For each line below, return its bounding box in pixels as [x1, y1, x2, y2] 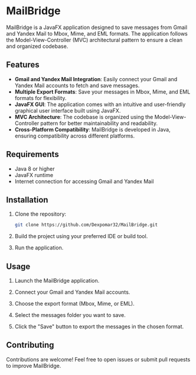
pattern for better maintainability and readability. [40, 120, 158, 127]
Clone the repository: [14, 210, 67, 217]
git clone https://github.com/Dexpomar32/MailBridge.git [14, 222, 158, 228]
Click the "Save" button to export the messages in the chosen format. [14, 323, 184, 330]
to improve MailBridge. [6, 362, 61, 369]
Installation [6, 194, 48, 205]
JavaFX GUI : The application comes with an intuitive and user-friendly [14, 101, 186, 108]
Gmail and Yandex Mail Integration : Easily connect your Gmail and [14, 75, 178, 82]
